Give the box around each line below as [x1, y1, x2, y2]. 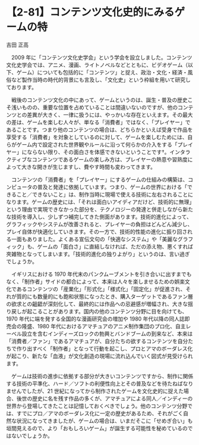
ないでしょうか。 [11, 432, 53, 439]
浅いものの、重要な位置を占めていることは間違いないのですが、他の [11, 104, 178, 111]
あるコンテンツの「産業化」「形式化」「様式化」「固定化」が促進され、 [16, 285, 186, 292]
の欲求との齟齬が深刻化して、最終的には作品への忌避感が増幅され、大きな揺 [6, 300, 193, 307]
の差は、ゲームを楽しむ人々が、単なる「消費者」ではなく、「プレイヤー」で [6, 119, 191, 126]
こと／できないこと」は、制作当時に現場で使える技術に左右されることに [16, 191, 194, 198]
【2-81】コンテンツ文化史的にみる [6, 5, 175, 19]
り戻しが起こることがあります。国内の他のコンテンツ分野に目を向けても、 [6, 307, 188, 315]
